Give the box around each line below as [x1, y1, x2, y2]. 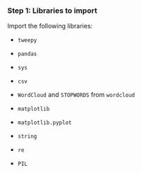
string [17, 133, 37, 140]
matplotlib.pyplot [17, 119, 72, 126]
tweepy [17, 37, 37, 44]
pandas [17, 50, 37, 58]
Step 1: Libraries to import [7, 6, 97, 16]
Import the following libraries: [7, 22, 93, 30]
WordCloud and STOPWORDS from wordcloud [17, 91, 136, 99]
